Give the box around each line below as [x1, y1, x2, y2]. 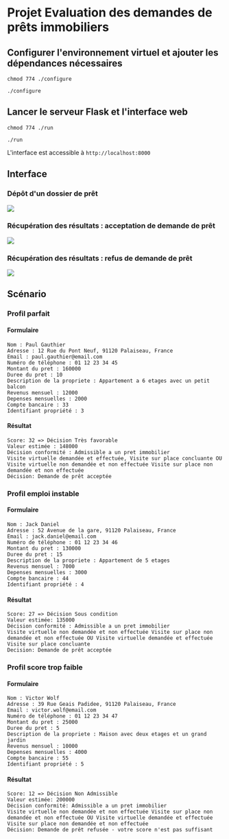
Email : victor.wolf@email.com [7, 707, 97, 714]
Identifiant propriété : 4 [7, 581, 84, 588]
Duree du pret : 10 [7, 371, 63, 378]
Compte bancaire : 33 [7, 401, 69, 408]
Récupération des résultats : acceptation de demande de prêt [7, 221, 216, 231]
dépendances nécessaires [7, 57, 123, 69]
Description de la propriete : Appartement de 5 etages [7, 557, 170, 564]
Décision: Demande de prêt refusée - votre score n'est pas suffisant [7, 827, 213, 834]
